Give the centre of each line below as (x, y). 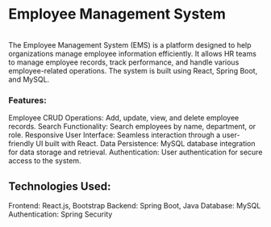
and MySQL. (29, 79)
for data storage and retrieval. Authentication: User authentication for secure (135, 152)
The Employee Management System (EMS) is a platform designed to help (130, 44)
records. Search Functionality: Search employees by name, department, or (132, 127)
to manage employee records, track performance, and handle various (124, 62)
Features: (27, 100)
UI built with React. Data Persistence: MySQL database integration (146, 144)
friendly (21, 144)
